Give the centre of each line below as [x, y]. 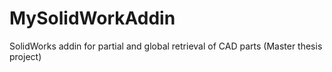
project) [25, 56]
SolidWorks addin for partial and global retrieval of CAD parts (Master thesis [166, 46]
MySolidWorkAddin [92, 18]
